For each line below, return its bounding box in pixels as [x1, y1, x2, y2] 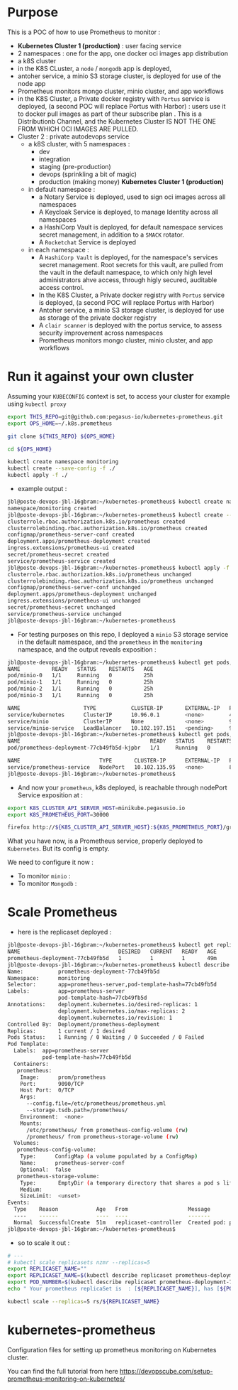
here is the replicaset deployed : [17, 928, 112, 937]
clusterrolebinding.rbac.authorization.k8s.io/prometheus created [7, 524, 208, 532]
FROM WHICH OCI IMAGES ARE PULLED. [17, 124, 139, 133]
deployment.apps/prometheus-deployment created [7, 538, 151, 545]
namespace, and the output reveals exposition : [17, 645, 157, 654]
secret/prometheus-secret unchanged [7, 604, 115, 611]
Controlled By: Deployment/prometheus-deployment [7, 1020, 160, 1028]
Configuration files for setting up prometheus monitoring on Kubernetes [7, 1345, 217, 1354]
